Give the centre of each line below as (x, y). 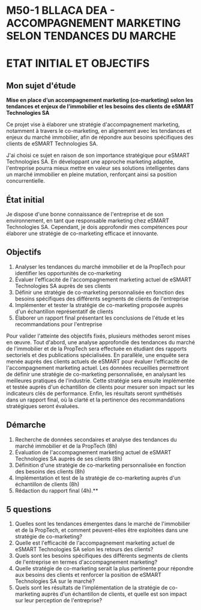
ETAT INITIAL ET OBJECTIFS (78, 63)
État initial (25, 200)
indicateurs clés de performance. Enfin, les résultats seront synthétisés (94, 393)
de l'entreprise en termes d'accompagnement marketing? (86, 562)
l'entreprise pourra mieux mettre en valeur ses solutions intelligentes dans (98, 168)
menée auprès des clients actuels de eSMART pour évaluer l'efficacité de (97, 361)
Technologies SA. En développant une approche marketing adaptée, (91, 162)
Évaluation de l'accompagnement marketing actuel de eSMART (93, 452)
